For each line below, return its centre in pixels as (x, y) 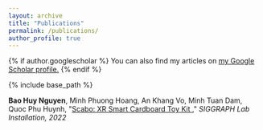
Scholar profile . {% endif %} (55, 70)
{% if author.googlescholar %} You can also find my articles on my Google (131, 61)
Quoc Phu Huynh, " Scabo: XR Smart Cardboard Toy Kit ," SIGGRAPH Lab (129, 109)
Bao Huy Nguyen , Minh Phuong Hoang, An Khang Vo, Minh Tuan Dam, (125, 100)
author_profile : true (45, 38)
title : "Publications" (46, 23)
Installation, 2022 (37, 118)
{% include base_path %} (51, 85)
